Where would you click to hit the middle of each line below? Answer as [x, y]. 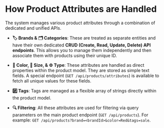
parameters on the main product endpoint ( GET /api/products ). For [80, 115]
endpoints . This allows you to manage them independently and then [82, 50]
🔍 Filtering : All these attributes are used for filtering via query [76, 108]
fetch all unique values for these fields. [52, 81]
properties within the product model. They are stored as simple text [81, 70]
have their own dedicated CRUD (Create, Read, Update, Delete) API [82, 45]
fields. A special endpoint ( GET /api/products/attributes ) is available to [86, 76]
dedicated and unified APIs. [33, 28]
